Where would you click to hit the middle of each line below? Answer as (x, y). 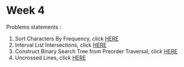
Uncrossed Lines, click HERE (50, 57)
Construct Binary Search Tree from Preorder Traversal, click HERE (96, 51)
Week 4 (25, 10)
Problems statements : (34, 27)
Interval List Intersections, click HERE (61, 45)
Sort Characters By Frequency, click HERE (67, 38)
